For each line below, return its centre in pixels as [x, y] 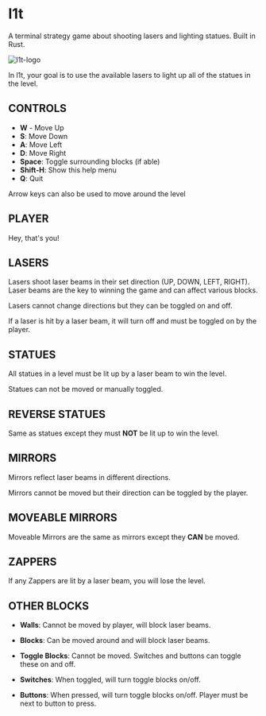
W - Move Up [42, 127]
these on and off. [48, 664]
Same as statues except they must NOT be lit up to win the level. [114, 433]
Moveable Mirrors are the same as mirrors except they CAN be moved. [124, 536]
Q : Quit [31, 178]
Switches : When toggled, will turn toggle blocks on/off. [110, 679]
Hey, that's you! [34, 238]
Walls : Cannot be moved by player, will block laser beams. [115, 625]
